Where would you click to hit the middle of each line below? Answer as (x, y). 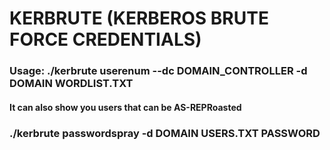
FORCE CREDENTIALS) (105, 39)
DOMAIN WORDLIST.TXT (71, 84)
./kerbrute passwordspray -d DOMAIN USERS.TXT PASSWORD (165, 133)
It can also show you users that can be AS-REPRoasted (125, 107)
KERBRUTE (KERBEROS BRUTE (139, 18)
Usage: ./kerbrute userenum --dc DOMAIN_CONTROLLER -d (158, 71)
